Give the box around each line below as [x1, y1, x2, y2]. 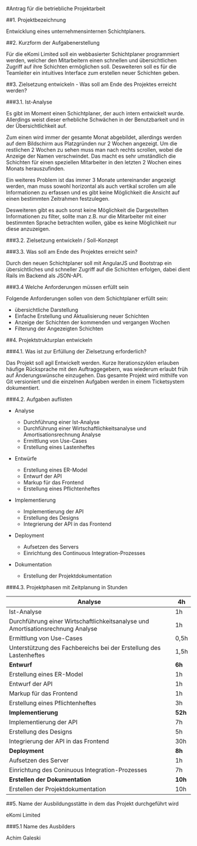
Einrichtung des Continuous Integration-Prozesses [23, 550, 145, 556]
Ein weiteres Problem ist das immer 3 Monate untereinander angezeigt [6, 177, 176, 183]
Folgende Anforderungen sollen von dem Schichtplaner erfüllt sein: [6, 295, 168, 302]
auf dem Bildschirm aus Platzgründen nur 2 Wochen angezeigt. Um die [6, 140, 178, 147]
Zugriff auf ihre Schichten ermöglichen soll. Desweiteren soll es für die [6, 63, 177, 70]
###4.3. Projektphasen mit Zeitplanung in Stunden [6, 584, 128, 590]
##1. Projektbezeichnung [6, 16, 66, 23]
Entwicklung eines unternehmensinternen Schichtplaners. [6, 28, 146, 35]
